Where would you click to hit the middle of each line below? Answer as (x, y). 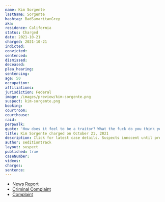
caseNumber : (17, 156)
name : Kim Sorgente (25, 10)
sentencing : (17, 74)
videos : (13, 161)
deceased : (15, 65)
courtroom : (16, 111)
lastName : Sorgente (25, 14)
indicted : (15, 46)
